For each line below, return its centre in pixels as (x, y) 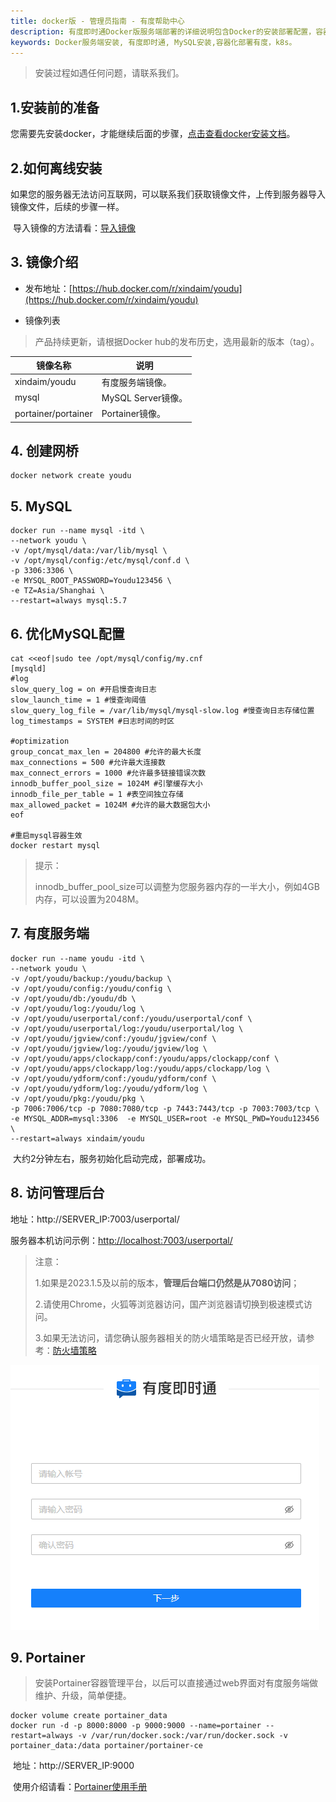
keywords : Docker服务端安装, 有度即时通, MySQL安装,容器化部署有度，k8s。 (153, 42)
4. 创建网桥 (44, 450)
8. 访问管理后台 (57, 1193)
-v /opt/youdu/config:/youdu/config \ (91, 988)
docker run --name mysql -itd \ (77, 531)
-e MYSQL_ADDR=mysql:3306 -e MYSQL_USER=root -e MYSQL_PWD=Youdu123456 (165, 1118)
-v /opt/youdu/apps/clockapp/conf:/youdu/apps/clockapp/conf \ (145, 1058)
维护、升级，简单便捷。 (83, 1696)
